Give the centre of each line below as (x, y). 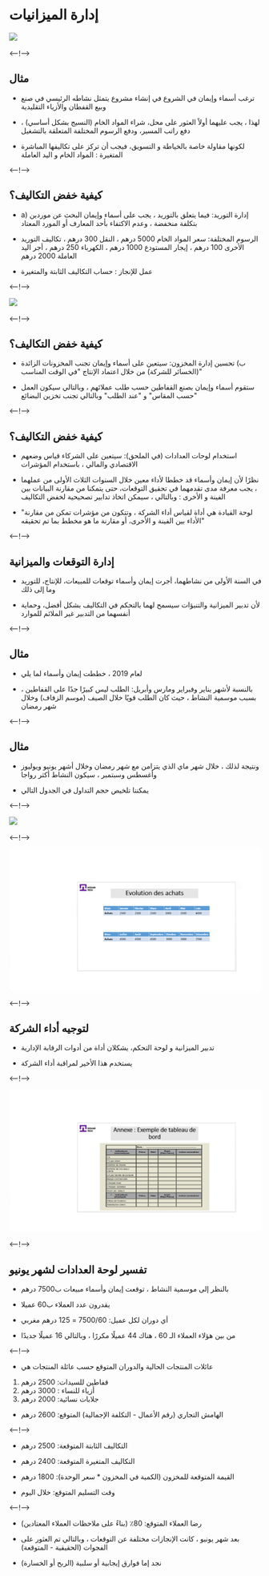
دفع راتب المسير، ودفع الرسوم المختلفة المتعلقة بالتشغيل (105, 131)
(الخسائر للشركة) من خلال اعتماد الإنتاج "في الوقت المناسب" (111, 372)
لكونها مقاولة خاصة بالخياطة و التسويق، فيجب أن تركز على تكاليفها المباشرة (132, 146)
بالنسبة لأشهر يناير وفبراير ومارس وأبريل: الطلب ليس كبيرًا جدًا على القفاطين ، (137, 689)
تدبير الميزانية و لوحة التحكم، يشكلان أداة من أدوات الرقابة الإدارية (117, 1048)
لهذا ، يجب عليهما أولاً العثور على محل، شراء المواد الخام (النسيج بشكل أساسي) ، (140, 122)
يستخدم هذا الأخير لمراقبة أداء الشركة (76, 1063)
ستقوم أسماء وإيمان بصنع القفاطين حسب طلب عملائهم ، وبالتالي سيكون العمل (137, 387)
